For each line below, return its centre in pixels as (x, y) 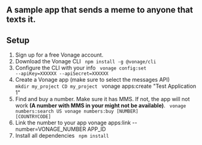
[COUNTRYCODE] (33, 117)
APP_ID (97, 129)
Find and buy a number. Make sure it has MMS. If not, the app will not (103, 99)
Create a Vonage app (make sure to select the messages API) (92, 80)
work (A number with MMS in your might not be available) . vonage (100, 105)
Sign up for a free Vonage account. (59, 55)
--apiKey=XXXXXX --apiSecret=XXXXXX (62, 74)
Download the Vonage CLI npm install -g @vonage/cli (86, 62)
